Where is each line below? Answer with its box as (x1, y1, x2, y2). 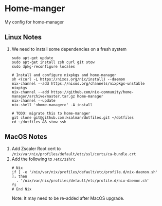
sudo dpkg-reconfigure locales (11, 64, 75, 69)
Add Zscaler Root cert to (11, 146, 61, 151)
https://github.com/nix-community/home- (51, 90, 134, 94)
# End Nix (11, 187, 32, 191)
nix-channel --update (11, 98, 55, 103)
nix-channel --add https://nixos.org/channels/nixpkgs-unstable (11, 81, 145, 86)
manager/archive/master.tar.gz (11, 94, 75, 99)
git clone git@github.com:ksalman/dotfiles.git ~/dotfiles (11, 115, 134, 120)
